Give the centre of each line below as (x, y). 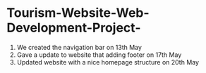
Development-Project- (74, 28)
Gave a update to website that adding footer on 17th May (99, 55)
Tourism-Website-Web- (78, 13)
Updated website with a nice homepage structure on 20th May (108, 62)
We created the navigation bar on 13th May (79, 47)
